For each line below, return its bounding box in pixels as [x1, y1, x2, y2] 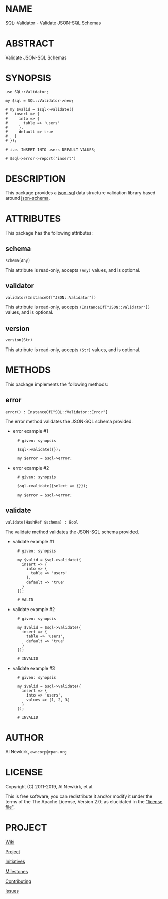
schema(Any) [5, 258, 30, 263]
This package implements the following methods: [5, 381, 108, 387]
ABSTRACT [5, 38, 54, 49]
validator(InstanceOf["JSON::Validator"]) [5, 295, 96, 300]
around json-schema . [5, 195, 50, 201]
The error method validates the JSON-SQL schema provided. [5, 418, 133, 424]
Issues [5, 888, 19, 894]
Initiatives [5, 858, 25, 864]
